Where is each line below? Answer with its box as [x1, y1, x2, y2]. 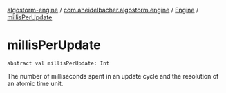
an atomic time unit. [7, 79, 64, 87]
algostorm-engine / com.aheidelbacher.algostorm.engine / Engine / [7, 6, 199, 14]
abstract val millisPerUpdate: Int [7, 60, 110, 67]
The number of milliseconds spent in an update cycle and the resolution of [7, 72, 219, 80]
